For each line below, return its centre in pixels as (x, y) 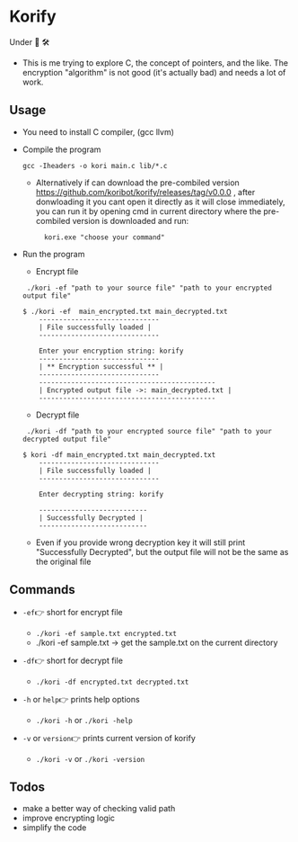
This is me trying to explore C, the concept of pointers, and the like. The (155, 63)
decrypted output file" (67, 439)
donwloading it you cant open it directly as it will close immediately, (160, 202)
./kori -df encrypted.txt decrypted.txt (112, 682)
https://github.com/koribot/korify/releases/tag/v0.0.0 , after (145, 192)
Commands (43, 590)
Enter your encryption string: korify (111, 351)
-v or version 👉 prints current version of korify (109, 738)
